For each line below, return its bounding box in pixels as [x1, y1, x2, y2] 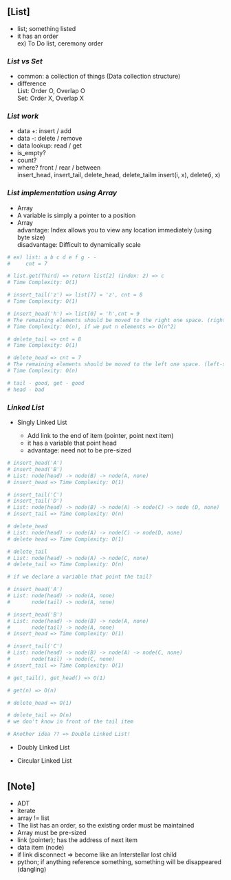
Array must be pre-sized [16, 828, 87, 837]
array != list [16, 814, 49, 822]
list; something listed [16, 24, 76, 32]
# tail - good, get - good [7, 379, 85, 386]
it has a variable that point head [27, 439, 117, 447]
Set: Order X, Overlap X [16, 94, 84, 103]
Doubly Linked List [16, 743, 70, 751]
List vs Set [7, 56, 43, 66]
